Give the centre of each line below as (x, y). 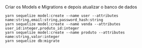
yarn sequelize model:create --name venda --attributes (63, 24)
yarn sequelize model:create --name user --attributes (62, 16)
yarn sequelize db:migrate (32, 41)
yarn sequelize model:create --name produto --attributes (65, 33)
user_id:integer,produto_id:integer (42, 28)
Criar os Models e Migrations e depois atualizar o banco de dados (71, 7)
